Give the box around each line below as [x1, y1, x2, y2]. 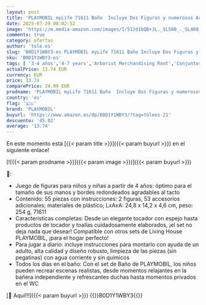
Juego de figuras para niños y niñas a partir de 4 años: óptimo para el [15, 182, 192, 190]
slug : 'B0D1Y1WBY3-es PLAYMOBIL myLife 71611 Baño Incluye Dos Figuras [6, 49, 193, 55]
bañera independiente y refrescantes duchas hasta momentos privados [15, 274, 196, 281]
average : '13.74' [6, 123, 51, 129]
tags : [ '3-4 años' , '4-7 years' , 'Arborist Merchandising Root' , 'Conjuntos [6, 60, 202, 66]
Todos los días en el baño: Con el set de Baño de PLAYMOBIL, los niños [15, 260, 197, 268]
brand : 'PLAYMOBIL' [6, 106, 56, 112]
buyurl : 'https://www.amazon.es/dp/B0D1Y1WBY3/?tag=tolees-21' [6, 112, 172, 118]
